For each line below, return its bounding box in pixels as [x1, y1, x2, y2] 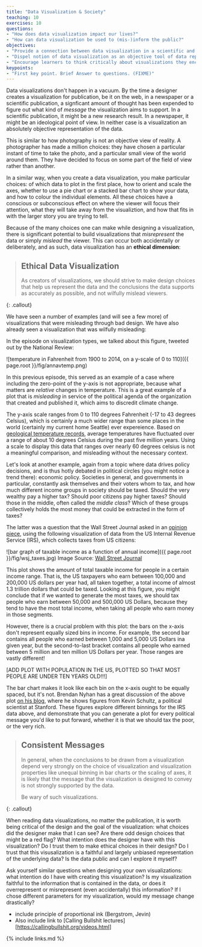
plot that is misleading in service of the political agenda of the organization [6, 393, 191, 400]
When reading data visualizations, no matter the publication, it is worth [6, 816, 181, 824]
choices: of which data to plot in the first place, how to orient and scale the [6, 181, 192, 188]
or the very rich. [6, 723, 46, 730]
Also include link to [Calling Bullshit [14, 916, 102, 924]
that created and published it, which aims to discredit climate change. [6, 399, 179, 406]
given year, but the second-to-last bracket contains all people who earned [6, 642, 191, 649]
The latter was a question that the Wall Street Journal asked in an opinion [6, 524, 188, 531]
